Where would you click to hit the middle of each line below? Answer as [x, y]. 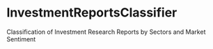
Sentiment [21, 39]
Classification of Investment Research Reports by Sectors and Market [106, 32]
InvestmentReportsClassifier [92, 13]
